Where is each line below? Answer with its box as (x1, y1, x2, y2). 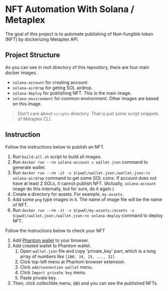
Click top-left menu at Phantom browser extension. (20, 258, 125, 265)
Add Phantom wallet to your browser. (12, 237, 89, 243)
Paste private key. (20, 274, 57, 280)
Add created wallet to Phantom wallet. (12, 243, 91, 249)
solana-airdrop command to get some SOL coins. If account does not (12, 175, 157, 181)
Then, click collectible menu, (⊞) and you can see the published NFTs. (12, 280, 158, 286)
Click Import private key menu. (20, 269, 87, 275)
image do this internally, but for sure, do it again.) (12, 185, 114, 192)
